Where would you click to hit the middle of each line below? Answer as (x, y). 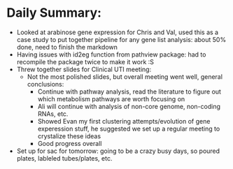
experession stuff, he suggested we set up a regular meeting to (129, 128)
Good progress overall (70, 143)
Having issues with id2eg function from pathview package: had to (111, 54)
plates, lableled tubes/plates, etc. (64, 158)
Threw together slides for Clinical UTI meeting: (84, 69)
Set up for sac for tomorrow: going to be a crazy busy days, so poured (118, 151)
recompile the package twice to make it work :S (85, 61)
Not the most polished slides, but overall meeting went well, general (125, 76)
